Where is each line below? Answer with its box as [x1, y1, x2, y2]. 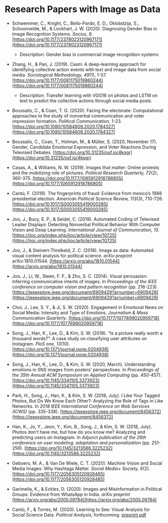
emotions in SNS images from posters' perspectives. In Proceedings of [12, 366, 159, 372]
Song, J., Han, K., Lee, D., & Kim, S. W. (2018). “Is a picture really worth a [12, 330, 163, 336]
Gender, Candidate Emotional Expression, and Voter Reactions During [12, 144, 156, 150]
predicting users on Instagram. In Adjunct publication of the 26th [12, 434, 146, 440]
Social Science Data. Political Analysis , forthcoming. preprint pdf [12, 511, 146, 517]
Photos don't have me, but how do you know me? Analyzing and [12, 429, 145, 435]
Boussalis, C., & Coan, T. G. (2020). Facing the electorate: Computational [12, 107, 163, 113]
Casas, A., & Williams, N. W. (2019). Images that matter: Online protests [12, 164, 159, 170]
